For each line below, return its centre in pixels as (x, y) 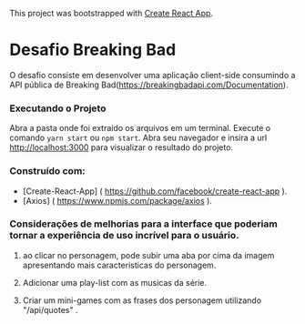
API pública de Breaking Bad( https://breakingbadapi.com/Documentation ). (149, 85)
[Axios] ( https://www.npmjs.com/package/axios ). (117, 200)
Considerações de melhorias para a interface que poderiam (143, 224)
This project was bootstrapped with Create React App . (112, 13)
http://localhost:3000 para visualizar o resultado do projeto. (122, 147)
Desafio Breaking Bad (93, 50)
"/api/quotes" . (50, 309)
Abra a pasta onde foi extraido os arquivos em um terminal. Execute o (140, 128)
